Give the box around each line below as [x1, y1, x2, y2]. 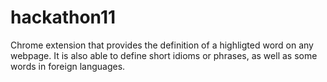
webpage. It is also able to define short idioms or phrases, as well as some [10, 49, 318, 61]
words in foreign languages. [10, 60, 126, 72]
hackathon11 [10, 6, 117, 29]
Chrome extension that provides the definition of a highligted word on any [10, 39, 314, 51]
